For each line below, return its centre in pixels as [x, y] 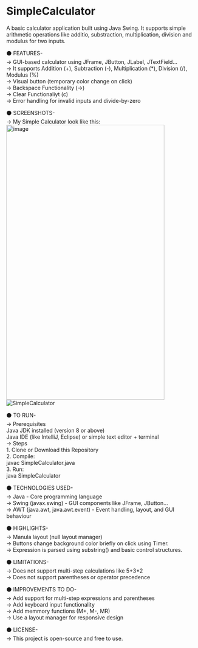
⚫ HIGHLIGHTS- [27, 528]
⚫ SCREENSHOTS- [31, 113]
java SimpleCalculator [33, 475]
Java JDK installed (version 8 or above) [56, 430]
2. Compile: [21, 456]
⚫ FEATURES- [25, 53]
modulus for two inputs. [36, 41]
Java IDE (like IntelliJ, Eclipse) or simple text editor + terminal [83, 437]
